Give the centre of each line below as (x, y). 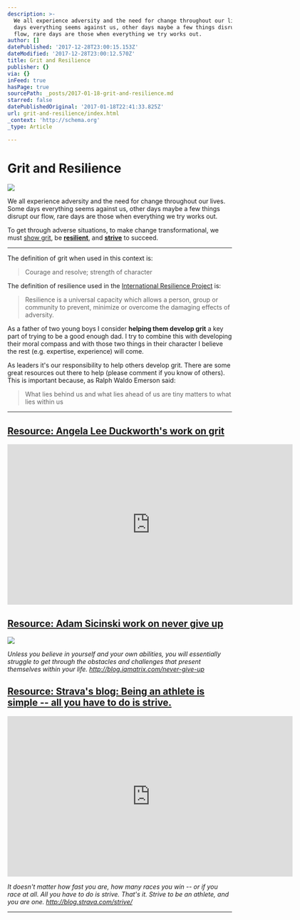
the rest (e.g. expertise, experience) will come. (76, 352)
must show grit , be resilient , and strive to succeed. (83, 238)
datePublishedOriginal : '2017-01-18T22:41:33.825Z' (86, 107)
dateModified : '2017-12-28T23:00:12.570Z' (71, 54)
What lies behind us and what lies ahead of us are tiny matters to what (128, 394)
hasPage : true (29, 87)
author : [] (24, 41)
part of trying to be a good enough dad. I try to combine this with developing (120, 337)
